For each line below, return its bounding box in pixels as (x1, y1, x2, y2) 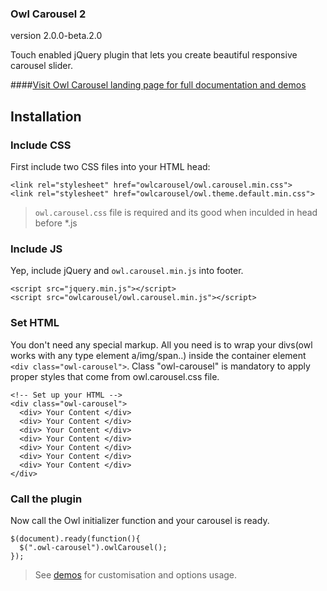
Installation (10, 108, 82, 125)
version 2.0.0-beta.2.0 (10, 30, 103, 42)
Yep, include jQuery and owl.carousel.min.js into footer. (10, 265, 244, 277)
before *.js (34, 217, 78, 229)
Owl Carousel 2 (10, 7, 87, 21)
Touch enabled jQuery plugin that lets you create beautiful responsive (10, 49, 298, 61)
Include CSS (10, 138, 72, 152)
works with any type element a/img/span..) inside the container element (10, 349, 307, 361)
